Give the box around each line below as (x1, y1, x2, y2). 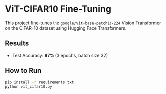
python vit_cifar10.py (5, 84, 52, 89)
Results (5, 39, 29, 48)
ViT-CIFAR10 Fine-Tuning (5, 3, 111, 15)
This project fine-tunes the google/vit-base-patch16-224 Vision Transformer (5, 20, 161, 26)
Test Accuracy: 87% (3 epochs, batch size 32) (12, 52, 108, 58)
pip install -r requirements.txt (5, 80, 74, 85)
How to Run (5, 66, 42, 75)
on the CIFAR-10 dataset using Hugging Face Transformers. (5, 25, 127, 31)
